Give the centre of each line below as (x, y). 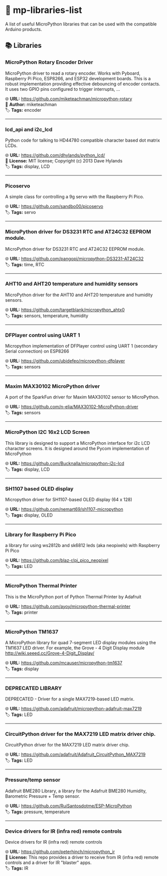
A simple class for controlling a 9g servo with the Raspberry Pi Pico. (75, 197)
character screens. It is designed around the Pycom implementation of (77, 448)
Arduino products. (24, 29)
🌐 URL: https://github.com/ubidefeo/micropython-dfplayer (65, 361)
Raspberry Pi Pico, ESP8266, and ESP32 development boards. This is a (78, 78)
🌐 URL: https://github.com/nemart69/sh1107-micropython (64, 509)
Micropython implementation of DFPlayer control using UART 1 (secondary (82, 346)
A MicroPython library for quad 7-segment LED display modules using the (81, 642)
